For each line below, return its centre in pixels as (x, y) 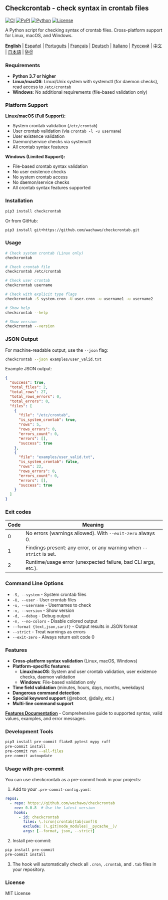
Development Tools (29, 731)
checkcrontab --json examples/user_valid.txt (53, 359)
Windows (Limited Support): (35, 157)
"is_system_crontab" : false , (49, 462)
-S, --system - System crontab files (49, 594)
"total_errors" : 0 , (30, 401)
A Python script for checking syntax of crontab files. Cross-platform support (84, 30)
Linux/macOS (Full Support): (35, 116)
